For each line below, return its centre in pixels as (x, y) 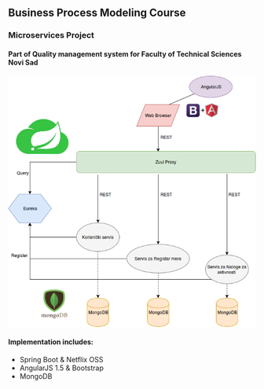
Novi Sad (23, 62)
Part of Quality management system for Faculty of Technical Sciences (125, 53)
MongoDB (36, 376)
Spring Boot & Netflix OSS (61, 360)
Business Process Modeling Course (97, 13)
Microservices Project (51, 35)
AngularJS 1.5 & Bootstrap (62, 368)
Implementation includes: (51, 342)
